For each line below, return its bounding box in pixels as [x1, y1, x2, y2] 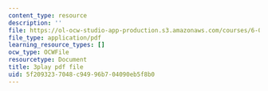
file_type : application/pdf [8, 33, 102, 42]
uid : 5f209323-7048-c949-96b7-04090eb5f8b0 [8, 70, 156, 78]
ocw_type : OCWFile [8, 48, 69, 56]
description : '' [8, 19, 62, 27]
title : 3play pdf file [8, 63, 84, 71]
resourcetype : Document [8, 56, 88, 64]
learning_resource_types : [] [8, 41, 105, 49]
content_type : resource [8, 11, 88, 20]
